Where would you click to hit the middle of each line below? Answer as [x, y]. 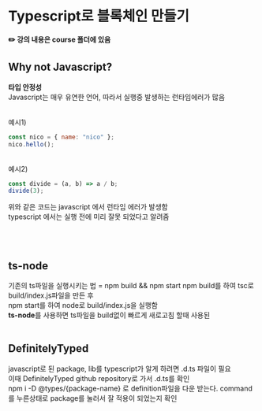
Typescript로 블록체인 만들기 [99, 16]
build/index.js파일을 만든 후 [51, 295]
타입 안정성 [25, 87]
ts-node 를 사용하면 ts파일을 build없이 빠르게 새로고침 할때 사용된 [109, 315]
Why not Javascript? [60, 67]
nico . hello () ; [32, 144]
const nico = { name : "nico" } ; [61, 137]
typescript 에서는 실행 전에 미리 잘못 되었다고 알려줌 [89, 217]
